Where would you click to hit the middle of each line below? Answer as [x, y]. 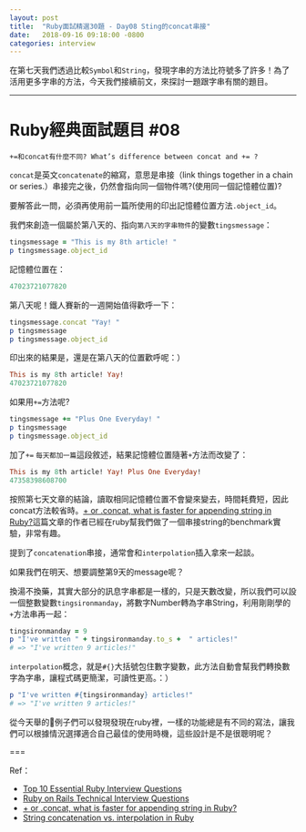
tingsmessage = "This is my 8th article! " [93, 242]
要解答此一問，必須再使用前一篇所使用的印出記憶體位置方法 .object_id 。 [146, 206]
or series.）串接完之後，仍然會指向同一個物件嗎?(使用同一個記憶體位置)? [146, 187]
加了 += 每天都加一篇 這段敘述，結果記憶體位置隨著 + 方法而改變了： [129, 454]
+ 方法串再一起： [40, 614]
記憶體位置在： [37, 269]
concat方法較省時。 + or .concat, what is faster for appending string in [140, 510]
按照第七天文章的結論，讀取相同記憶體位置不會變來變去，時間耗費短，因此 [149, 499]
